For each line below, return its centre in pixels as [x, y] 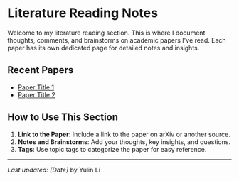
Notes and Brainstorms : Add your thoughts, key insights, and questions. [124, 142]
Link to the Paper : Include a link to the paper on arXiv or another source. [124, 134]
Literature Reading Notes [83, 13]
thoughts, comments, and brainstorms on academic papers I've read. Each [117, 40]
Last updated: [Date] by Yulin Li [54, 170]
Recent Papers [41, 70]
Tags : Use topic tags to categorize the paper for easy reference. [112, 149]
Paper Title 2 [36, 94]
